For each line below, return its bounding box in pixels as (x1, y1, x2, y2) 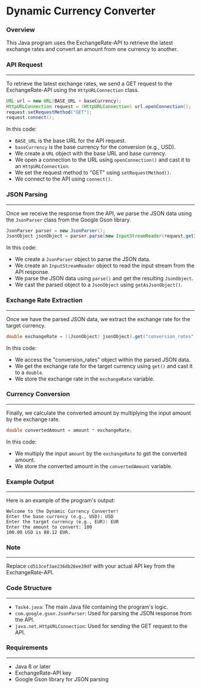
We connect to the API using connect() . (14, 175, 112, 182)
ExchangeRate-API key (14, 669, 72, 676)
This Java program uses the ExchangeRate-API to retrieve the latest (6, 39, 173, 46)
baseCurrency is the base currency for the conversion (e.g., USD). (14, 143, 176, 151)
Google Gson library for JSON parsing (14, 675, 109, 682)
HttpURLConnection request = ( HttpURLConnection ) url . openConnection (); (6, 103, 191, 109)
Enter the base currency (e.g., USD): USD (6, 513, 114, 520)
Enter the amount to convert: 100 (6, 524, 93, 530)
